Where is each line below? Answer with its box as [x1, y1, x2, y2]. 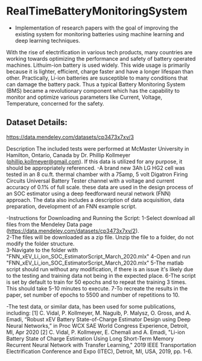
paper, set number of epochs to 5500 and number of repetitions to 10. [6, 291, 180, 298]
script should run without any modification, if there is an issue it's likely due [6, 265, 194, 272]
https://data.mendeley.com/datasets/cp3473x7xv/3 [6, 133, 134, 140]
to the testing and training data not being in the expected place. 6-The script [6, 272, 196, 279]
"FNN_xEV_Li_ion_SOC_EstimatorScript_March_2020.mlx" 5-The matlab [6, 259, 184, 266]
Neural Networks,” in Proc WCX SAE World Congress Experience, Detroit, [6, 322, 189, 329]
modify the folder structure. [6, 240, 75, 247]
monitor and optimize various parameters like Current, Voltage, [6, 93, 163, 101]
